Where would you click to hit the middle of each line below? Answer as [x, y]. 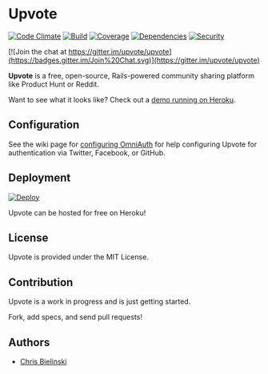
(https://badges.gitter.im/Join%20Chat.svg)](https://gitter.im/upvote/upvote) [134, 60]
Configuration [44, 125]
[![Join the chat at [38, 51]
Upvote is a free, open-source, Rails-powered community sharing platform [131, 75]
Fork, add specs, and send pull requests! [75, 317]
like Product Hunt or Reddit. [54, 84]
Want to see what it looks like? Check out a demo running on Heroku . [122, 99]
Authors [29, 342]
